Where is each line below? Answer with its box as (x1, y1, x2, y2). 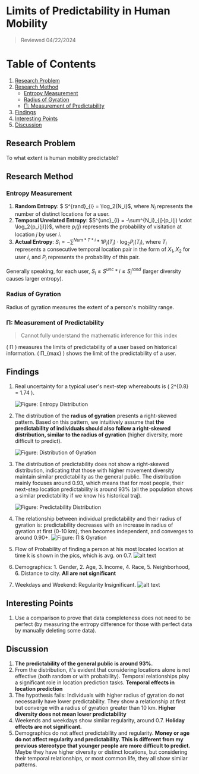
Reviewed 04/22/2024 (20, 36, 76, 43)
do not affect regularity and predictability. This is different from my (14, 735, 184, 742)
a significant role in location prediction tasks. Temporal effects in (14, 679, 175, 686)
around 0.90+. (14, 534, 50, 541)
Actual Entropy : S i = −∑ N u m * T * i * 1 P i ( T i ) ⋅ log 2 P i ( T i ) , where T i (14, 237, 168, 247)
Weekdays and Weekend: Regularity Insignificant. (14, 581, 137, 588)
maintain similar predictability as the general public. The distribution (14, 473, 181, 480)
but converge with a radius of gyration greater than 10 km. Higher (14, 704, 176, 711)
